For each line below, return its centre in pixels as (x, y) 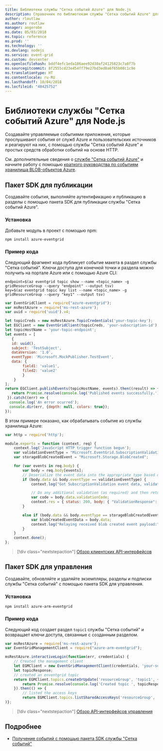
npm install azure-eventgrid (34, 239)
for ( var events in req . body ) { (46, 466)
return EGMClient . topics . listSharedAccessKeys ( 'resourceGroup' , (89, 698)
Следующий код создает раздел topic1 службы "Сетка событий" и (74, 629)
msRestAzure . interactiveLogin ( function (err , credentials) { (67, 657)
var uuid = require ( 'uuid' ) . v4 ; (38, 312)
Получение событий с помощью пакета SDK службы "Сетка (74, 738)
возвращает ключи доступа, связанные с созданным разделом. (72, 635)
